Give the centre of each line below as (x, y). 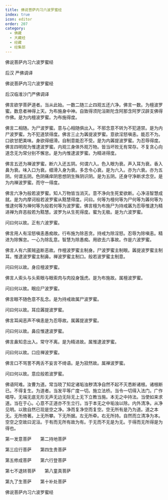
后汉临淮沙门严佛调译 (27, 94)
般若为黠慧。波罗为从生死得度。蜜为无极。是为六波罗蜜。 (86, 212)
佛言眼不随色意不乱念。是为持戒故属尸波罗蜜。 (53, 299)
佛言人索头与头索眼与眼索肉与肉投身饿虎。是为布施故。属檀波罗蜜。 (75, 278)
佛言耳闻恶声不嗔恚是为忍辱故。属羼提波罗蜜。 (53, 320)
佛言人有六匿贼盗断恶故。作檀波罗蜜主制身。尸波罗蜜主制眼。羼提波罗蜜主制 (84, 250)
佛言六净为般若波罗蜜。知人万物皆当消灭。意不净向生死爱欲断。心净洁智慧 (82, 193)
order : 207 (16, 24)
